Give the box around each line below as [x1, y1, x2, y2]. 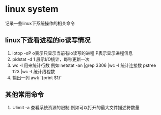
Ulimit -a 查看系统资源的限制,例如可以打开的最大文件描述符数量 [12, 104, 140, 110]
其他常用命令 [5, 90, 44, 99]
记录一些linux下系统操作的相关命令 [5, 20, 75, 26]
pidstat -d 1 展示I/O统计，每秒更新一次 [12, 56, 90, 62]
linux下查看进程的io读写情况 [5, 36, 91, 45]
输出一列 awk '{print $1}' [12, 75, 62, 81]
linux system [5, 3, 59, 15]
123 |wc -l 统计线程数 [12, 68, 55, 74]
